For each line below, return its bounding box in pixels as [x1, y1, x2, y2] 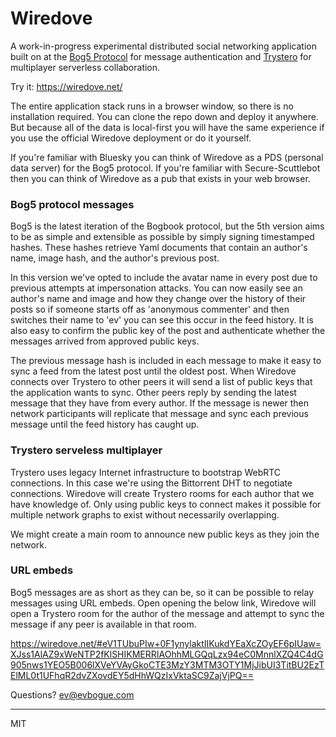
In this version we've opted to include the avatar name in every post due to [10, 272, 318, 284]
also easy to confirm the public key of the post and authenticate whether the [10, 325, 326, 337]
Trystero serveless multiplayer [10, 443, 163, 457]
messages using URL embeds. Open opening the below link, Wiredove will [10, 597, 317, 609]
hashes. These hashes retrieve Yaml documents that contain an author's [10, 242, 308, 254]
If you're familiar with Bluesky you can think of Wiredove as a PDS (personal [10, 151, 324, 163]
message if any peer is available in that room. [10, 618, 197, 630]
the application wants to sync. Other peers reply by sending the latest [10, 387, 297, 399]
